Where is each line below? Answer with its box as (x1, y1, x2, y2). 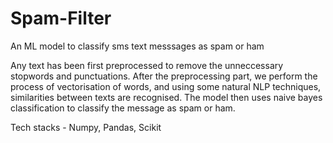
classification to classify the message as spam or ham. (10, 102, 236, 114)
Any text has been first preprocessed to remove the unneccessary (10, 59, 284, 71)
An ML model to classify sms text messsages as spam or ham (10, 40, 265, 52)
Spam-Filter (10, 7, 112, 30)
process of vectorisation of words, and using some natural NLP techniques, (10, 80, 322, 92)
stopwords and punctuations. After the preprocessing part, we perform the (10, 70, 318, 82)
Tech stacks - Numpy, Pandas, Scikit (10, 121, 162, 133)
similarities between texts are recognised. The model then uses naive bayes (10, 91, 323, 103)
